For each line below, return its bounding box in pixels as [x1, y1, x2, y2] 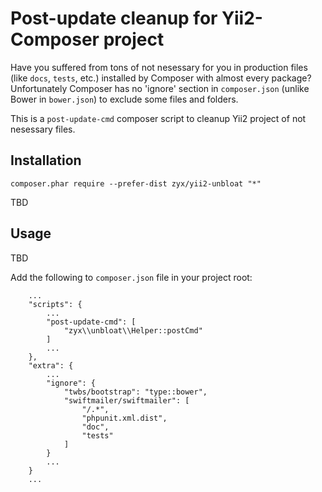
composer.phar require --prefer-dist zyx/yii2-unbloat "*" [10, 178, 262, 189]
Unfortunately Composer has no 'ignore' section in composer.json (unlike [10, 82, 310, 94]
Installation [10, 152, 82, 169]
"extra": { [28, 360, 74, 371]
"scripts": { [28, 299, 83, 309]
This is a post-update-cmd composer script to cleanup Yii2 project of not [10, 112, 307, 124]
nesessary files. [10, 123, 76, 135]
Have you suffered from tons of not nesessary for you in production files [10, 61, 308, 73]
